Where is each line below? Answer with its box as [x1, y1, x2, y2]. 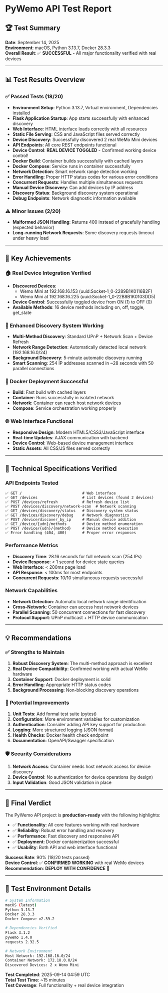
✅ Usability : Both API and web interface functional [12, 844, 117, 850]
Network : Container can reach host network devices [12, 400, 121, 406]
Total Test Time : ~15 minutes [5, 977, 65, 983]
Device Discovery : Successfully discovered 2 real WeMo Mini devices [12, 136, 157, 142]
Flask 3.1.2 [5, 930, 30, 935]
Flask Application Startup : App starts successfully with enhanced [12, 115, 149, 121]
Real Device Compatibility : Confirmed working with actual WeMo [12, 666, 148, 672]
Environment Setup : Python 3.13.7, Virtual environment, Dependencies [12, 104, 158, 110]
